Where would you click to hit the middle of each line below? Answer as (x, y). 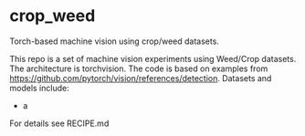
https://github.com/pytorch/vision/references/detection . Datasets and (141, 78)
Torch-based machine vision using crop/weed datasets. (114, 41)
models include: (40, 88)
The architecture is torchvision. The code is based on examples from (139, 68)
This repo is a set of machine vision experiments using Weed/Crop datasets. (153, 58)
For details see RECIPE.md (59, 123)
